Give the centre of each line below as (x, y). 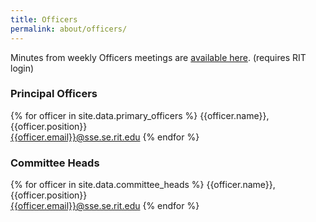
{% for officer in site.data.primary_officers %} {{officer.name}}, (140, 115)
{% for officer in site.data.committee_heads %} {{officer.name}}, (143, 185)
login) (22, 68)
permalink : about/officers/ (69, 29)
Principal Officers (54, 94)
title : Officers (44, 19)
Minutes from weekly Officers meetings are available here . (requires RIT (158, 57)
